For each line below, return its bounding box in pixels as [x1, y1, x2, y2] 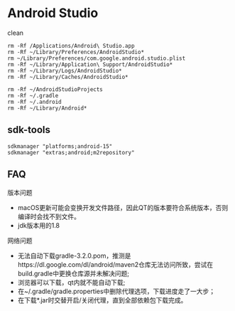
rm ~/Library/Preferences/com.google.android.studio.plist [7, 55, 186, 62]
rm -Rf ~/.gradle [7, 92, 59, 99]
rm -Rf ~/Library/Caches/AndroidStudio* [7, 73, 129, 80]
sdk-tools [7, 124, 51, 136]
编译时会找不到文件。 [17, 212, 80, 221]
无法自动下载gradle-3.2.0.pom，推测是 [17, 251, 131, 260]
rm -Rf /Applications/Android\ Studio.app [7, 42, 135, 49]
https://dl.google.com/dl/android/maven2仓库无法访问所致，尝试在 [17, 260, 214, 268]
